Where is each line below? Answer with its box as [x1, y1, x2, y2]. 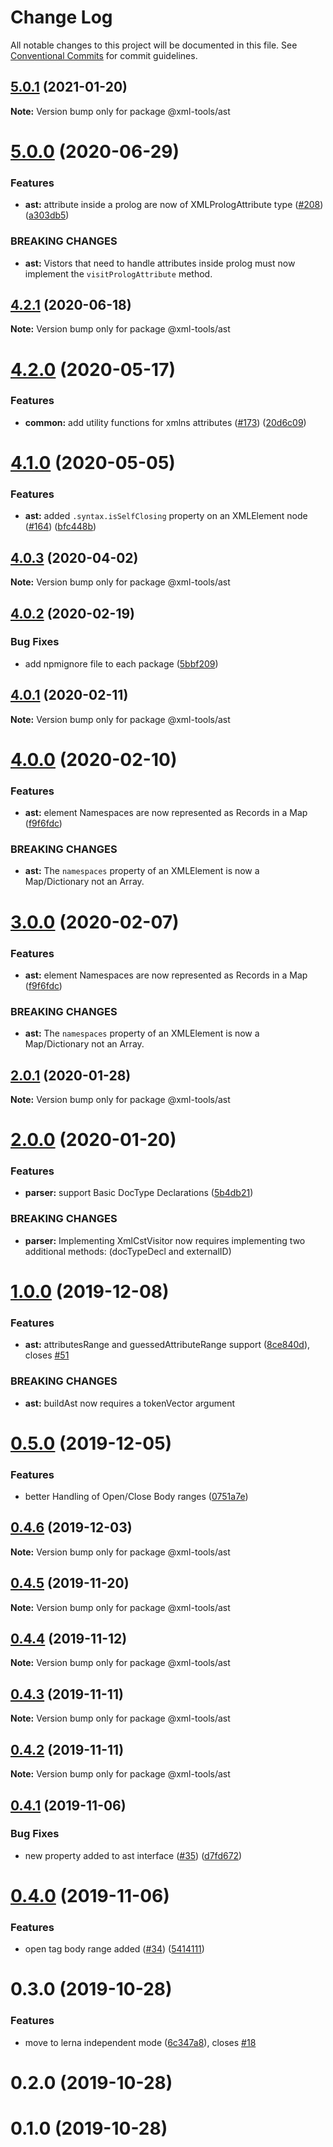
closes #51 [24, 1349, 70, 1361]
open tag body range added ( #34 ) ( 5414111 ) [24, 1943, 205, 1955]
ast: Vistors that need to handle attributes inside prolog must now [24, 257, 296, 269]
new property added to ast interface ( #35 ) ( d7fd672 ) [24, 1849, 243, 1861]
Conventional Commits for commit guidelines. [10, 49, 198, 61]
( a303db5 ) [24, 209, 70, 221]
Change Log [10, 6, 113, 29]
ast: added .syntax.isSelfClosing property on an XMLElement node [24, 510, 308, 522]
